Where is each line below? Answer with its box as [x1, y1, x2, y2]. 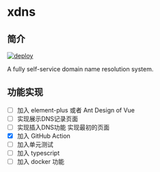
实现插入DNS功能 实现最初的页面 [16, 123, 110, 131]
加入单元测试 [16, 140, 53, 149]
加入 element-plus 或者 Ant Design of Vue [16, 106, 135, 114]
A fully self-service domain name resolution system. [7, 65, 154, 73]
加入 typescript [16, 149, 60, 158]
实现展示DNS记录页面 [16, 114, 79, 123]
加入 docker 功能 [16, 158, 65, 166]
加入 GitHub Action [16, 132, 70, 140]
